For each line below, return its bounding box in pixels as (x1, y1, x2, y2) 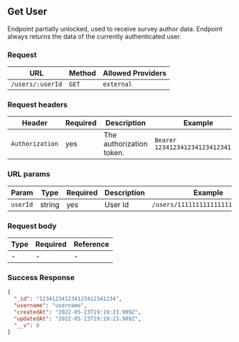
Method (68, 68, 96, 78)
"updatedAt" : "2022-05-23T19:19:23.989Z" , (14, 315, 142, 322)
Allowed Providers (102, 68, 167, 78)
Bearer (154, 137, 177, 144)
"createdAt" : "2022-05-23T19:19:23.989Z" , (14, 309, 142, 316)
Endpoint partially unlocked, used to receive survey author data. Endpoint (7, 24, 223, 33)
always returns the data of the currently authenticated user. (7, 32, 181, 41)
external (102, 80, 133, 88)
